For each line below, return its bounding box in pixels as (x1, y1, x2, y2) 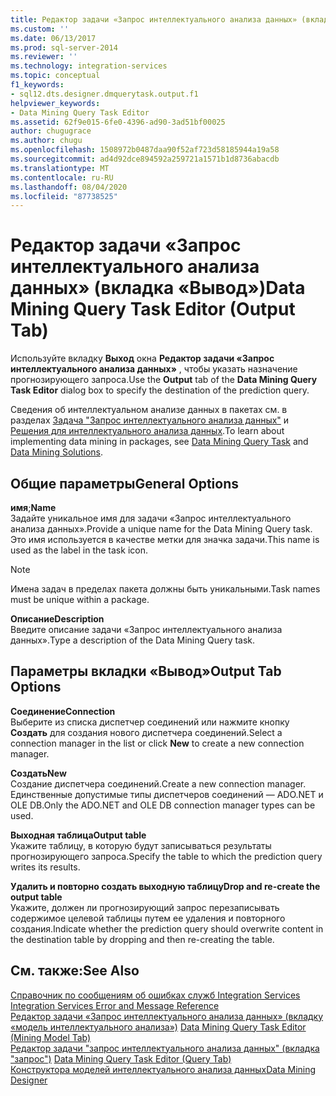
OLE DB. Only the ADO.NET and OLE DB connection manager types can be (10, 799, 316, 811)
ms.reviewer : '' (10, 52, 78, 62)
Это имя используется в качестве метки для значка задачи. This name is (10, 534, 320, 545)
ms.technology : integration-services (10, 61, 168, 71)
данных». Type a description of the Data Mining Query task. (10, 634, 256, 646)
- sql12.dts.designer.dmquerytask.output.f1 (10, 89, 199, 99)
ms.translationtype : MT (10, 163, 110, 173)
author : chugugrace (10, 126, 92, 136)
